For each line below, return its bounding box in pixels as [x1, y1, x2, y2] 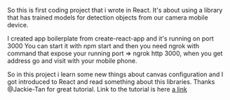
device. [7, 21, 29, 29]
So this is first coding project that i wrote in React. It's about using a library [7, 6, 223, 14]
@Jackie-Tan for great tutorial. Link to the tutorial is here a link [7, 85, 187, 93]
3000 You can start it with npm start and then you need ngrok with [7, 42, 200, 50]
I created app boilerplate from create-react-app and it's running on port [7, 34, 214, 43]
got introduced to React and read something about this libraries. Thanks [7, 78, 215, 86]
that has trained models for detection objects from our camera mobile [7, 13, 208, 22]
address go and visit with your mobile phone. [7, 57, 137, 65]
